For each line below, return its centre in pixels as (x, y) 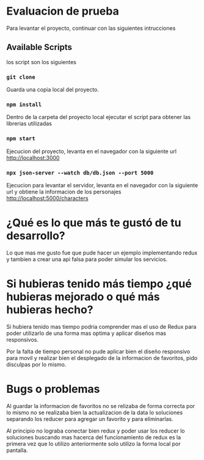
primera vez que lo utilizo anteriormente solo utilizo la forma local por (93, 444)
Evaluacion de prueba (63, 11)
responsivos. (23, 339)
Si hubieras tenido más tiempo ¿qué (99, 284)
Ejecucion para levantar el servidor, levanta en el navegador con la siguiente (102, 185)
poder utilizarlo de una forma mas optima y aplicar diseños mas (86, 333)
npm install (24, 104)
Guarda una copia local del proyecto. (53, 90)
